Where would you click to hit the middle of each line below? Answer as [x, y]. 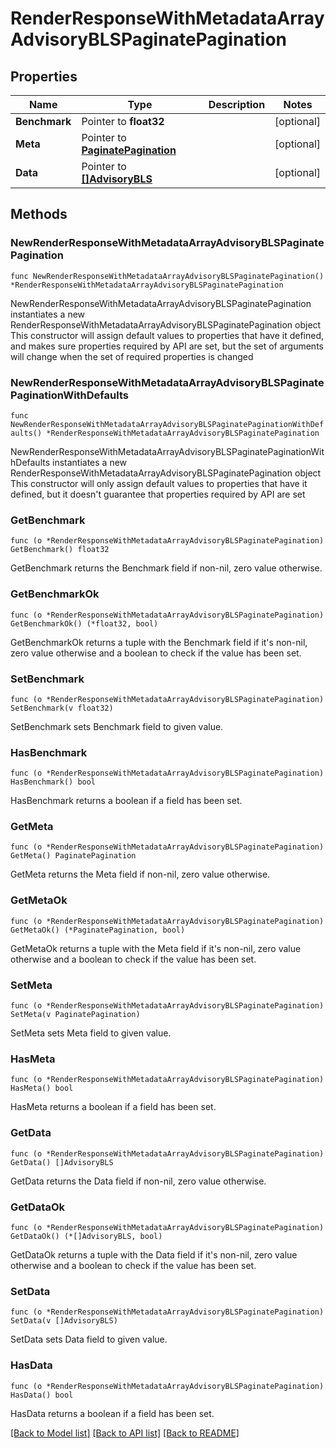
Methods [39, 214]
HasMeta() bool [42, 1088]
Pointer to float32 [123, 121]
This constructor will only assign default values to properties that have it [159, 483]
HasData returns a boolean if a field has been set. [112, 1413]
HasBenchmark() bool [53, 782]
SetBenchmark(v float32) [62, 708]
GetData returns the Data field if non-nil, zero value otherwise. [138, 1181]
